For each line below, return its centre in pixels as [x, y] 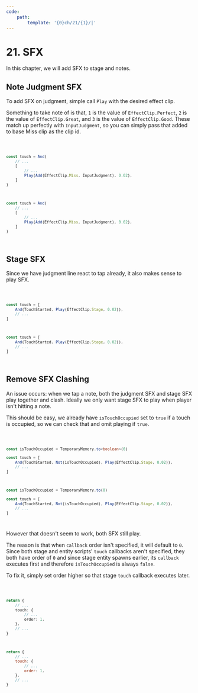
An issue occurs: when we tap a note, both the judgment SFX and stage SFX [99, 393]
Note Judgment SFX [44, 87]
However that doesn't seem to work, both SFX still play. [74, 534]
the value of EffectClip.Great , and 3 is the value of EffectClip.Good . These [98, 119]
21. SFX [25, 52]
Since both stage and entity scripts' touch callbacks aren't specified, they [95, 551]
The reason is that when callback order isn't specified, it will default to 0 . [95, 545]
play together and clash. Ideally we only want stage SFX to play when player [99, 400]
